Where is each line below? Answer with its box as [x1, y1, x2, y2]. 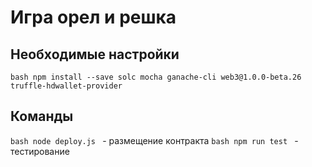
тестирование [10, 145, 70, 157]
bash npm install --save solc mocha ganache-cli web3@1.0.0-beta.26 [10, 72, 302, 82]
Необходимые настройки [10, 46, 180, 63]
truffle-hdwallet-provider [10, 81, 123, 91]
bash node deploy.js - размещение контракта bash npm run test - [10, 134, 299, 146]
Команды [10, 108, 74, 125]
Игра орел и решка [10, 6, 177, 29]
